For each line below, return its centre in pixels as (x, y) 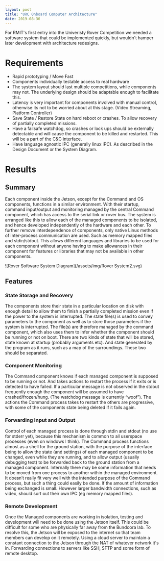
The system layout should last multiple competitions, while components (84, 87)
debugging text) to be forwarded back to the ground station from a (72, 462)
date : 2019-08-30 (23, 19)
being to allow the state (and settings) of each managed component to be (79, 452)
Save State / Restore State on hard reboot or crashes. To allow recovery (84, 118)
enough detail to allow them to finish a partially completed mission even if (79, 311)
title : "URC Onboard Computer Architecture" (51, 14)
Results (21, 169)
